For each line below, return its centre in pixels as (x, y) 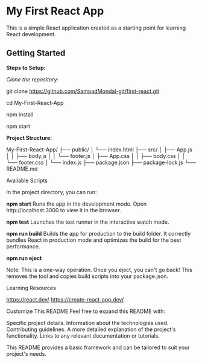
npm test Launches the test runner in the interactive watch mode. (88, 222)
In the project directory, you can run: (52, 192)
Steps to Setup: (26, 68)
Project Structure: (29, 137)
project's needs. (27, 353)
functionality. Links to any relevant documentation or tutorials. (83, 335)
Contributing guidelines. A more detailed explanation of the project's (91, 329)
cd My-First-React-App (35, 103)
